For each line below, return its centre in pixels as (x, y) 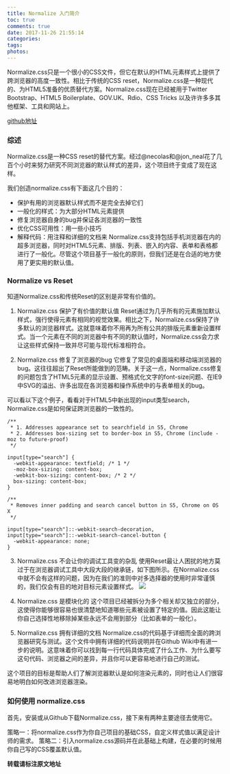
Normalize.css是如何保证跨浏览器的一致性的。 (72, 409)
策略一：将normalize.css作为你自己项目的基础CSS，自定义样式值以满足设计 (114, 732)
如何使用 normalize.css (46, 701)
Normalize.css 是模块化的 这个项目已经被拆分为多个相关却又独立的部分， (120, 601)
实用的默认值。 (56, 263)
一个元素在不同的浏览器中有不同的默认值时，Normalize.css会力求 (127, 337)
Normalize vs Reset (40, 281)
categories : (24, 39)
